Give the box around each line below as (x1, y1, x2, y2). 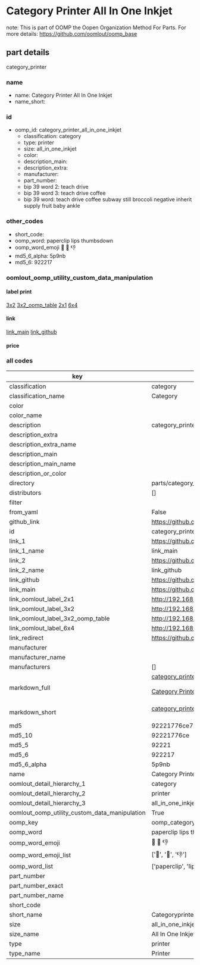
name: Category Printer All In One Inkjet (14, 92, 112, 99)
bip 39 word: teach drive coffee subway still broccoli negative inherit (23, 196, 192, 203)
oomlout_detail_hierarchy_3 (9, 799, 86, 807)
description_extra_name (9, 440, 76, 448)
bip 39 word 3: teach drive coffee (23, 189, 106, 197)
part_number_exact (9, 881, 64, 889)
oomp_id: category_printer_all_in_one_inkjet (14, 126, 122, 133)
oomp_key (9, 818, 39, 826)
